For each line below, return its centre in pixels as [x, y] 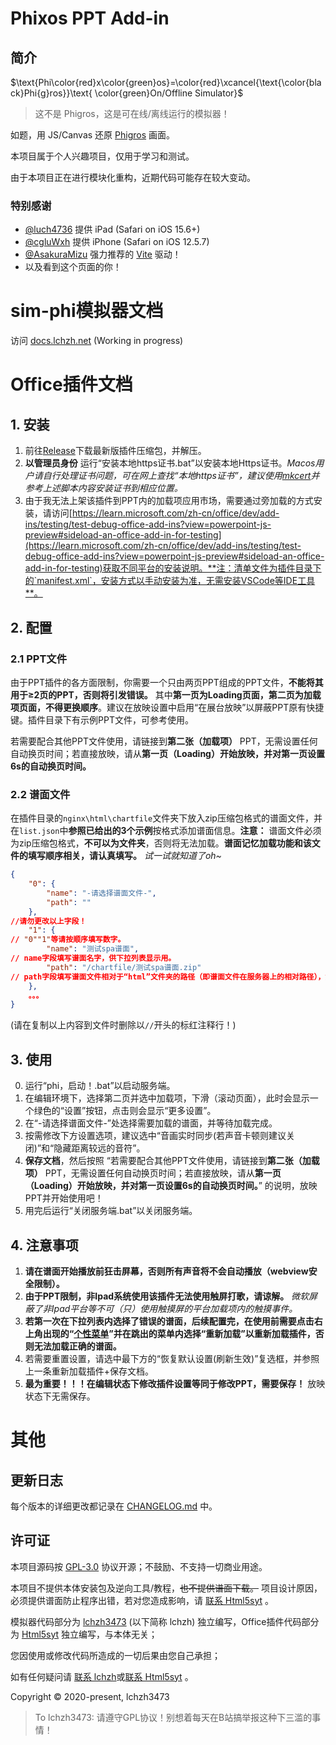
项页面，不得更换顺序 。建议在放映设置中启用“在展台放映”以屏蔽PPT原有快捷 [167, 707]
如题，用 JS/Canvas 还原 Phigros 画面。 [93, 135]
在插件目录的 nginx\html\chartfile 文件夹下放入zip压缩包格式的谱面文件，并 [166, 818]
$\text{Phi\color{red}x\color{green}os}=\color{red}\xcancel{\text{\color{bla [166, 82]
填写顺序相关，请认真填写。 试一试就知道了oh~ [124, 856]
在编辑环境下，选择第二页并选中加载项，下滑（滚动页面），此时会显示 [167, 1098]
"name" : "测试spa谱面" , [93, 949]
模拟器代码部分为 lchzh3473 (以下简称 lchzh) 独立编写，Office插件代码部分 [165, 1621]
